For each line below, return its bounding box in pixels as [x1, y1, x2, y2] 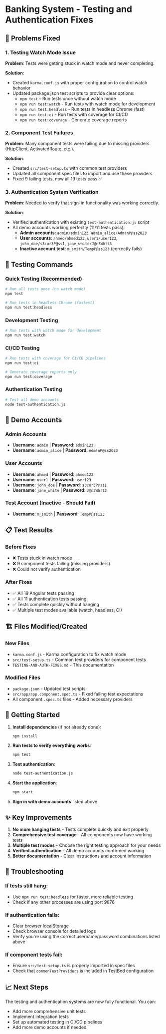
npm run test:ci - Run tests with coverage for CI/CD [19, 111, 128, 117]
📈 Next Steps [5, 983, 49, 992]
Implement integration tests [12, 1014, 69, 1020]
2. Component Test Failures [5, 129, 73, 136]
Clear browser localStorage [12, 923, 69, 929]
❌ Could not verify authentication [12, 566, 81, 572]
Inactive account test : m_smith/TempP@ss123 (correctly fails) [19, 246, 142, 252]
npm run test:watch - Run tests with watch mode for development [19, 101, 156, 107]
